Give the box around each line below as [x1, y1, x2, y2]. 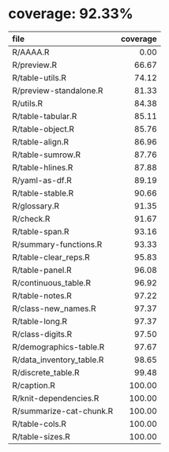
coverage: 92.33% [8, 5, 133, 23]
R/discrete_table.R [12, 367, 80, 378]
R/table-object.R [12, 123, 75, 134]
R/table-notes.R [12, 290, 73, 301]
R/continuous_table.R [12, 277, 91, 288]
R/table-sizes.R [12, 431, 71, 442]
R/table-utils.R [12, 72, 67, 83]
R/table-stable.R [12, 187, 74, 198]
